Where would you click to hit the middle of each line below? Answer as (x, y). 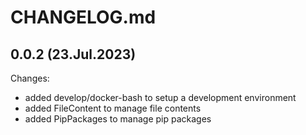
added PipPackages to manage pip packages (118, 119)
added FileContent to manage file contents (113, 108)
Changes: (30, 78)
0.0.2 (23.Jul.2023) (73, 54)
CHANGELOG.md (83, 17)
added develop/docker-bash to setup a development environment (160, 97)
